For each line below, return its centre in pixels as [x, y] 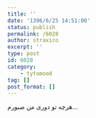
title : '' [22, 14]
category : [22, 67]
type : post [23, 54]
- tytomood [36, 73]
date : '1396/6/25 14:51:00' [49, 21]
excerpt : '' [25, 47]
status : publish [31, 27]
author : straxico [33, 41]
